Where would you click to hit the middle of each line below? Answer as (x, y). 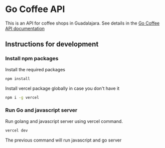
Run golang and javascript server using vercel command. (64, 121)
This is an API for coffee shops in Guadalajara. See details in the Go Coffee (82, 23)
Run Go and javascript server (41, 110)
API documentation (25, 28)
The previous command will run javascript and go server (63, 140)
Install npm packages (32, 59)
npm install (18, 79)
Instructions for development (52, 44)
